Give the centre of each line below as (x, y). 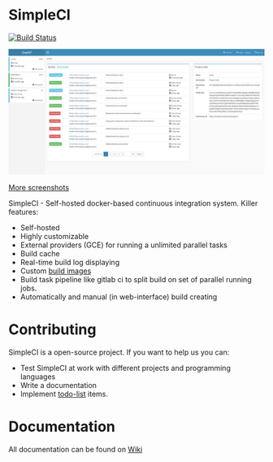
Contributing (52, 330)
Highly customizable (54, 237)
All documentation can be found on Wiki (76, 449)
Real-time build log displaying (70, 263)
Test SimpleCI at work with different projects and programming (126, 368)
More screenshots (39, 188)
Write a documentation (58, 385)
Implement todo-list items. (64, 394)
